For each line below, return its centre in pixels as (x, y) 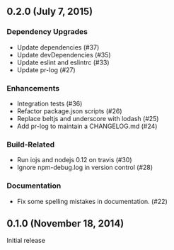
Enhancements (33, 88)
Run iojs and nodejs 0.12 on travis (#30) (74, 160)
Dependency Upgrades (47, 32)
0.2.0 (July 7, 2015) (50, 12)
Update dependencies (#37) (58, 47)
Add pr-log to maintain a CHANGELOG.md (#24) (87, 126)
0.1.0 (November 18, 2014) (65, 223)
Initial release (26, 241)
